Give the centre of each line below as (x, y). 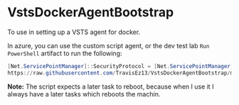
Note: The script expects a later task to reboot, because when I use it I (111, 87)
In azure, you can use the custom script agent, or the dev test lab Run (108, 45)
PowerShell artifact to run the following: (65, 53)
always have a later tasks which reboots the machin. (84, 94)
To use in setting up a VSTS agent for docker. (74, 32)
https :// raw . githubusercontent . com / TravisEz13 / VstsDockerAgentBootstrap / (119, 73)
